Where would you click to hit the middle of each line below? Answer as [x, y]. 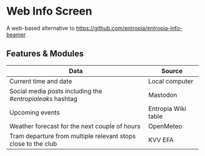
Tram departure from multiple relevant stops [73, 136]
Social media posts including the [56, 91]
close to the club [33, 143]
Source [172, 71]
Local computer [171, 81]
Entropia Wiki [167, 108]
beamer [16, 34]
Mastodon [163, 94]
